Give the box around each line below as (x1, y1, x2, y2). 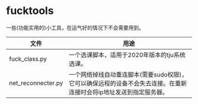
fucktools (6, 4, 54, 18)
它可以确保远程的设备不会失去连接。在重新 (68, 79, 187, 87)
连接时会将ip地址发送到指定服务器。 (68, 88, 169, 96)
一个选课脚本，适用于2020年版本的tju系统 (68, 51, 186, 59)
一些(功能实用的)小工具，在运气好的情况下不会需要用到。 (6, 24, 144, 31)
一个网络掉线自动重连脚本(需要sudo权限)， (68, 70, 188, 78)
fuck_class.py (9, 54, 47, 63)
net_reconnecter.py (9, 79, 64, 87)
